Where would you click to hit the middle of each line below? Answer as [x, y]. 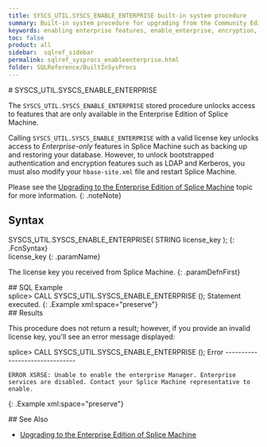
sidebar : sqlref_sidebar [51, 52]
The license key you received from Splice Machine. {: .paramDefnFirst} [124, 272]
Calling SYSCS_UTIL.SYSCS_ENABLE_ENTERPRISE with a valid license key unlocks [133, 138]
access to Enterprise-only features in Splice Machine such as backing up [128, 146]
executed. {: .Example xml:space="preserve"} [83, 304]
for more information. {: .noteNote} [65, 195]
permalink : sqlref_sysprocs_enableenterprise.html [94, 60]
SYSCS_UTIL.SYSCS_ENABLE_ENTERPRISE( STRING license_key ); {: [122, 239]
